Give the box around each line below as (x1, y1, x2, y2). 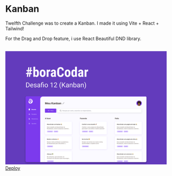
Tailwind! (5, 25, 25, 31)
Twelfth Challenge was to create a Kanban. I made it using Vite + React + (5, 20, 159, 26)
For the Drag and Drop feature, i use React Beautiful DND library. (5, 35, 142, 42)
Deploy (5, 165, 20, 171)
